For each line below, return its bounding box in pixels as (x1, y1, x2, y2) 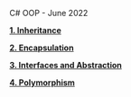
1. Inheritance (9, 25, 61, 35)
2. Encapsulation (9, 42, 74, 53)
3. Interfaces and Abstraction (9, 60, 122, 70)
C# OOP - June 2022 (9, 8, 89, 18)
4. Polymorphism (9, 77, 75, 88)
